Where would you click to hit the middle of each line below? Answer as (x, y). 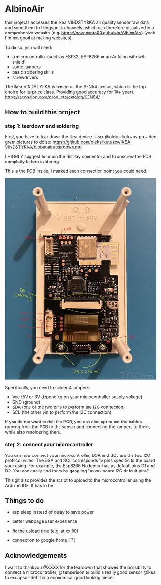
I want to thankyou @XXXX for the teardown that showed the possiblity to (78, 567)
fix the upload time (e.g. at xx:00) (45, 531)
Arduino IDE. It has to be (29, 485)
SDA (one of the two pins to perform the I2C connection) (68, 407)
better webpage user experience (44, 521)
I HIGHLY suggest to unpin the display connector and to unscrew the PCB (78, 156)
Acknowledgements (36, 556)
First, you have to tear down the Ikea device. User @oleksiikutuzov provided (81, 136)
